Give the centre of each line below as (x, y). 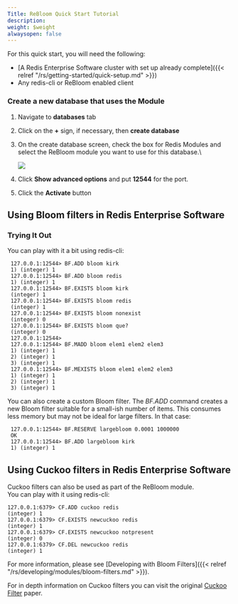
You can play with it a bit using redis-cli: (66, 251)
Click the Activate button (54, 193)
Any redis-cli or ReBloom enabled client (75, 83)
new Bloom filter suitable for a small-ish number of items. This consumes (114, 409)
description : (27, 21)
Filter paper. (25, 593)
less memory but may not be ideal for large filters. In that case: (99, 416)
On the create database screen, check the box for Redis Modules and (119, 144)
